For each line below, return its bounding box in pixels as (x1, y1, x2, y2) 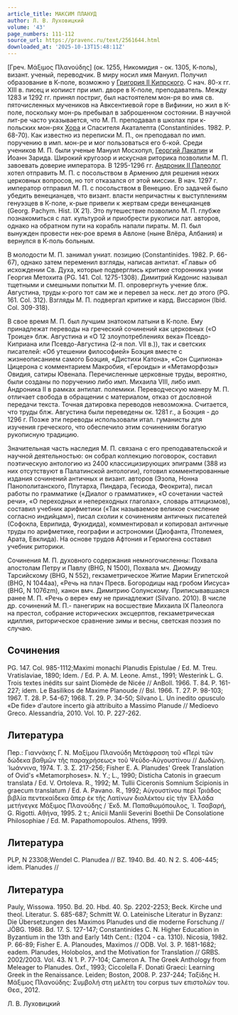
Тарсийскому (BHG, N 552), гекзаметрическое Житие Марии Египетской (7, 571, 229, 579)
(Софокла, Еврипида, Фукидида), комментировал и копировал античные (7, 520, 229, 528)
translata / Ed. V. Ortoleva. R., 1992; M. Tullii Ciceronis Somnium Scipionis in (7, 778, 229, 787)
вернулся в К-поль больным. (7, 237, 95, 245)
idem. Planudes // (7, 863, 59, 871)
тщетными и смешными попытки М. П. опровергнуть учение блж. (7, 281, 208, 289)
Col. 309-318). (7, 304, 50, 311)
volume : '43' (7, 23, 46, 31)
